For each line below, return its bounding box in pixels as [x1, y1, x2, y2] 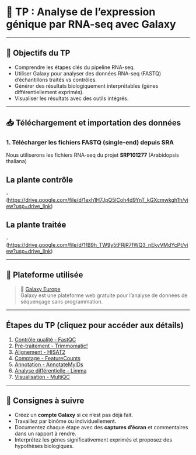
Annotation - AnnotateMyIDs [14, 361, 83, 368]
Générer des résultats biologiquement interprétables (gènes [14, 82, 159, 89]
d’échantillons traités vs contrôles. [14, 76, 97, 83]
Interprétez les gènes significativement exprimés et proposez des [14, 436, 173, 443]
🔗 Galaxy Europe [20, 285, 61, 292]
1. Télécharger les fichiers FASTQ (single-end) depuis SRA [6, 139, 174, 147]
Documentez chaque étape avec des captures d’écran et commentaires [14, 423, 188, 430]
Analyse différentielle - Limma [14, 367, 87, 374]
